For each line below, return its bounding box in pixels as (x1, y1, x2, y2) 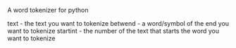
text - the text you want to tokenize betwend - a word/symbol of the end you (7, 19, 230, 27)
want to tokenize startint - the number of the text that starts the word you (7, 27, 220, 35)
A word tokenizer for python (7, 6, 89, 14)
